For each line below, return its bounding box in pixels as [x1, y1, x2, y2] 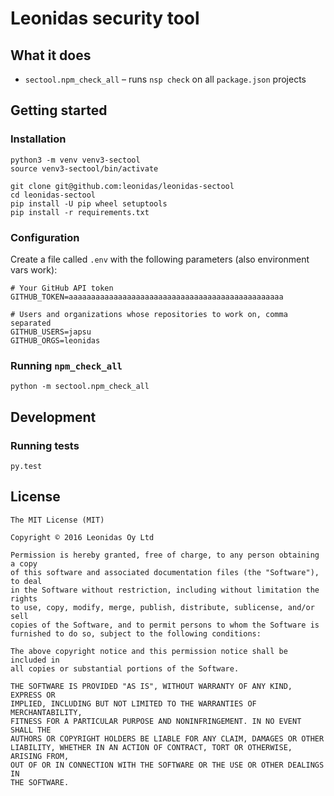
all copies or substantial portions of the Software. [10, 663, 240, 674]
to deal [10, 576, 43, 586]
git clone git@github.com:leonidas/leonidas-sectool [10, 181, 235, 191]
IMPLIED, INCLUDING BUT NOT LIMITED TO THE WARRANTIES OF [10, 698, 257, 709]
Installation [10, 132, 67, 146]
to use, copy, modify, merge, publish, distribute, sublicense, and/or [10, 602, 315, 612]
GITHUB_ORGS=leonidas [10, 335, 101, 346]
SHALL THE [10, 725, 52, 735]
